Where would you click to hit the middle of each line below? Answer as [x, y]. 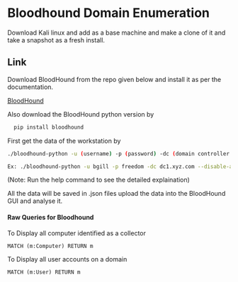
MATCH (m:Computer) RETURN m [50, 246]
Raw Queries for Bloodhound [51, 217]
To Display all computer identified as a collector [77, 233]
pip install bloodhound [49, 127]
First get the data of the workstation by [64, 141]
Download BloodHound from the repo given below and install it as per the [114, 79]
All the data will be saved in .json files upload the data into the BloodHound [117, 194]
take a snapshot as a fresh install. [56, 40]
